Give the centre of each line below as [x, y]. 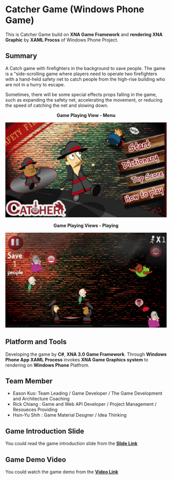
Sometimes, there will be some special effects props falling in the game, [81, 94]
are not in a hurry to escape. [35, 84]
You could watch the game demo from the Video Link [62, 472]
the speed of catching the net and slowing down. [57, 105]
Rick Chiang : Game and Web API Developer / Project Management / [85, 404]
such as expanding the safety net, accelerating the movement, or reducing [84, 100]
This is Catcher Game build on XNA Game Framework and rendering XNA [84, 34]
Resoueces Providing [35, 409]
